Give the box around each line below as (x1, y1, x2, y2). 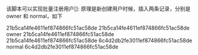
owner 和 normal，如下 (6, 12, 63, 20)
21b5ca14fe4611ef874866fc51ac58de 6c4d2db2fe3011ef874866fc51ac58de (6, 37, 193, 44)
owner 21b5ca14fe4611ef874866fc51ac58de (6, 31, 115, 37)
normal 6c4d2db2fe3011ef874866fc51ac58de (6, 43, 119, 50)
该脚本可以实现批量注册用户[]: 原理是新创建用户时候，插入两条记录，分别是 (6, 5, 191, 12)
